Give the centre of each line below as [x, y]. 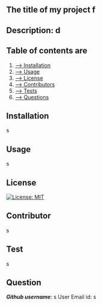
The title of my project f [51, 10]
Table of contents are [47, 51]
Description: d [33, 30]
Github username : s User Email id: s [51, 297]
